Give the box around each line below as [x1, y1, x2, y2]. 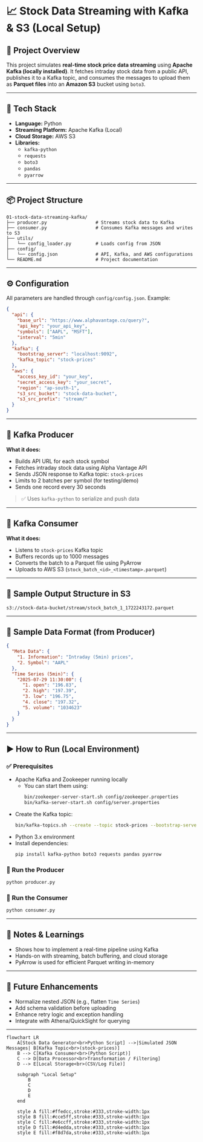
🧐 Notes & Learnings [6, 930, 85, 940]
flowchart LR [6, 1034, 39, 1040]
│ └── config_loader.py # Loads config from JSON [6, 241, 161, 247]
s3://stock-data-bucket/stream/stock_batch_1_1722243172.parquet [6, 605, 174, 611]
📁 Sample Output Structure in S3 [6, 589, 131, 599]
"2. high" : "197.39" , [22, 688, 77, 694]
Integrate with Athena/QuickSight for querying [14, 1017, 130, 1024]
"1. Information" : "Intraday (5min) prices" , [17, 654, 134, 660]
